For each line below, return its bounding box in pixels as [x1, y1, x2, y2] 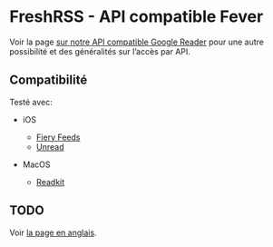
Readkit [35, 176, 65, 187]
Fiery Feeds [35, 132, 81, 143]
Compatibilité [9, 73, 88, 88]
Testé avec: [9, 96, 53, 107]
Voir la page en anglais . [9, 227, 97, 238]
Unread [35, 141, 65, 152]
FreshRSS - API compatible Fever [9, 6, 264, 27]
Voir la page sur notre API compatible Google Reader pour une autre [9, 36, 265, 47]
